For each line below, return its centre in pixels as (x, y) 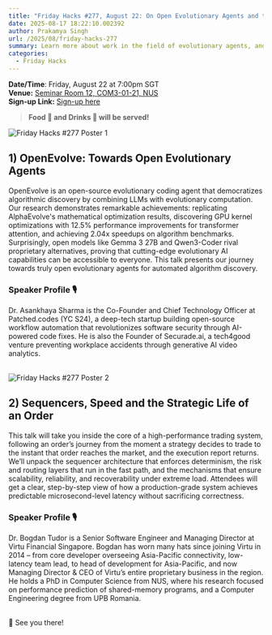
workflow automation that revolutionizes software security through (119, 327)
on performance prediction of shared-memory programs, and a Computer (132, 590)
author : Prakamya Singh (49, 31)
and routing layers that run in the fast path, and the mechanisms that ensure (135, 470)
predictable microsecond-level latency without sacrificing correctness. (126, 496)
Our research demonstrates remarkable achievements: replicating (118, 208)
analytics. (24, 353)
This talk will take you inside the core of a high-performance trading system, (136, 435)
